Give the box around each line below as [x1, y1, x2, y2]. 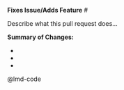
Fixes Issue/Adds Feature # [7, 6, 88, 14]
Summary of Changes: [7, 33, 75, 41]
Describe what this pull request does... [7, 20, 118, 27]
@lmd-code [7, 75, 42, 83]
